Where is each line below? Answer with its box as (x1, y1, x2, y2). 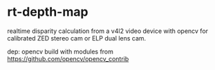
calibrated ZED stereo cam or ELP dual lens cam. (7, 34, 147, 42)
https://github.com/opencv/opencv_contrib (7, 54, 129, 62)
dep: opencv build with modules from (7, 47, 114, 56)
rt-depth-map (7, 4, 88, 20)
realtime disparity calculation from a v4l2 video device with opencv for (7, 27, 209, 35)
